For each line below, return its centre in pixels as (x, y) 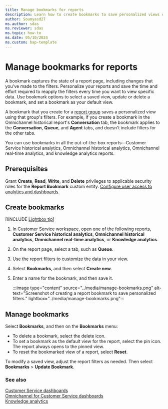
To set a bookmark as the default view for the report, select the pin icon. (87, 341)
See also (16, 380)
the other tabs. (20, 133)
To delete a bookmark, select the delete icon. (59, 336)
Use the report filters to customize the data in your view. (70, 259)
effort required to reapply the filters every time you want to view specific (80, 91)
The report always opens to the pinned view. (58, 347)
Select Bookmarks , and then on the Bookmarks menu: (62, 326)
